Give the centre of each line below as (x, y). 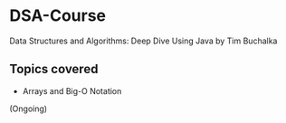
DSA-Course (58, 16)
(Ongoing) (29, 109)
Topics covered (54, 69)
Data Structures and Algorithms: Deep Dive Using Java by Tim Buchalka (143, 41)
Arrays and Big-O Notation (72, 90)
